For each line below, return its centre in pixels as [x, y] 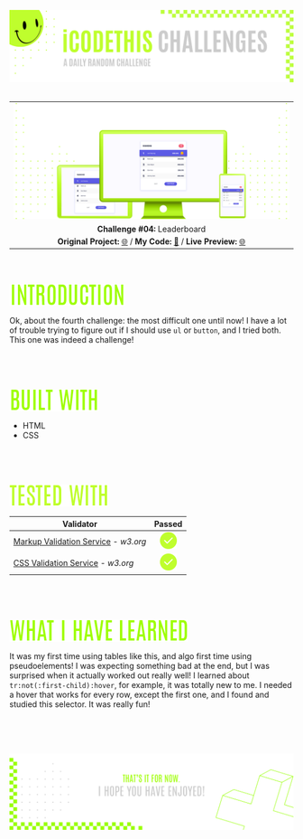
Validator [80, 523]
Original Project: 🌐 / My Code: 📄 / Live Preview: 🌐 [151, 241]
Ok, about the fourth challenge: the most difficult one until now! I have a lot [148, 321]
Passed [168, 523]
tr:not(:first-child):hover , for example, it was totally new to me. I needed [151, 684]
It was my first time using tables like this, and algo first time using [131, 655]
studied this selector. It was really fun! [80, 704]
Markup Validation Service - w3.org [80, 542]
